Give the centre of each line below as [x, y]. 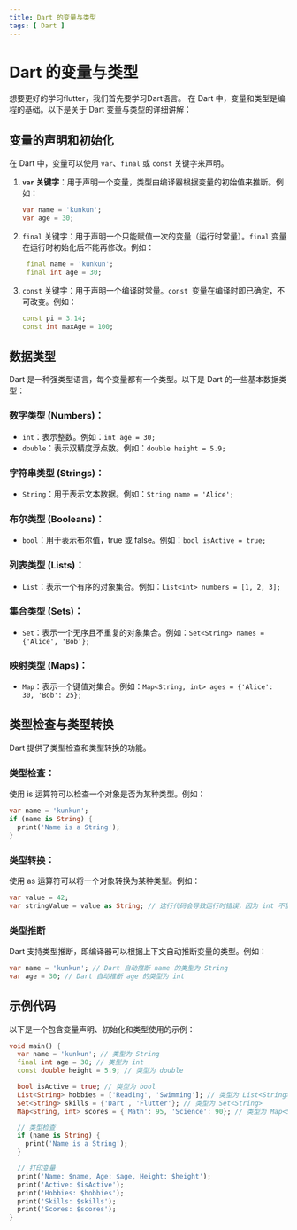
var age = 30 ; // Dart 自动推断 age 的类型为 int [97, 976]
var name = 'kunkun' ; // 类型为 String [88, 1054]
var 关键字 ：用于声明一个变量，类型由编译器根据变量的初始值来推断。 [149, 182]
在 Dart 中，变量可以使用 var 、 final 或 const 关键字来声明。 [119, 163]
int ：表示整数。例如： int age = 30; [89, 436]
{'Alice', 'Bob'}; [56, 641]
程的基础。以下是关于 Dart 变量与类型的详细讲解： [100, 110]
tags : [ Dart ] [37, 26]
